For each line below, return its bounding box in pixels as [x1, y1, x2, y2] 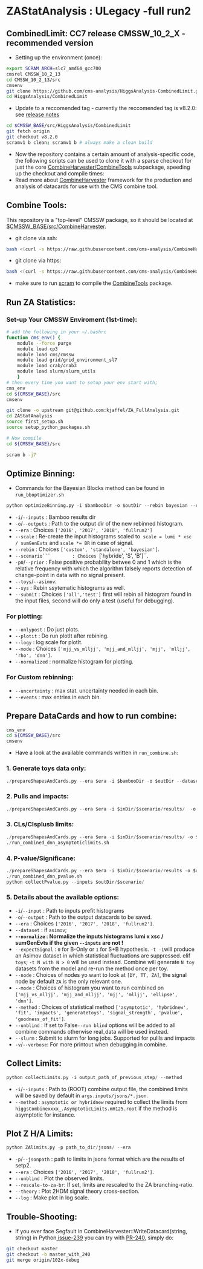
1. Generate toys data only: [6, 764, 86, 772]
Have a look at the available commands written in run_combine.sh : [14, 749, 178, 757]
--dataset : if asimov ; [14, 926, 67, 933]
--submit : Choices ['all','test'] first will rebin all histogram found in [14, 591, 192, 598]
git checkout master [6, 1246, 59, 1252]
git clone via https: [14, 257, 62, 264]
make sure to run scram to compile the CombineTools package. [14, 279, 173, 287]
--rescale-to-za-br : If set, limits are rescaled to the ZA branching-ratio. [14, 1181, 195, 1189]
